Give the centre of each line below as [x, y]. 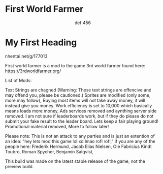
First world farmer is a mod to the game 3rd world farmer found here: [75, 65]
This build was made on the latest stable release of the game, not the [75, 161]
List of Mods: [18, 80]
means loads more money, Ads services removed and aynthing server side [81, 111]
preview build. [19, 166]
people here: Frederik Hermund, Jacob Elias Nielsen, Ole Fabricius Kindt [78, 146]
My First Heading [41, 43]
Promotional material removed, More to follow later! [57, 126]
